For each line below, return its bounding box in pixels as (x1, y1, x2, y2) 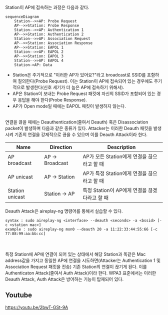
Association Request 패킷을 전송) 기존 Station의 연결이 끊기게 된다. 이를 (5, 264, 147, 269)
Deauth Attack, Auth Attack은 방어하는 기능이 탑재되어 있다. (5, 276, 124, 282)
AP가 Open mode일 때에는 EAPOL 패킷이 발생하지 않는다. (12, 103, 126, 109)
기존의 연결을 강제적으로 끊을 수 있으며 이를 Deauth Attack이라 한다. (14, 131, 147, 137)
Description (107, 144, 136, 150)
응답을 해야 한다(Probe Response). (17, 97, 87, 102)
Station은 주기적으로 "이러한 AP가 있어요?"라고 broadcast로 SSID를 (12, 72, 146, 77)
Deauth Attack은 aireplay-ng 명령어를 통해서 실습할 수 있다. (5, 208, 123, 214)
